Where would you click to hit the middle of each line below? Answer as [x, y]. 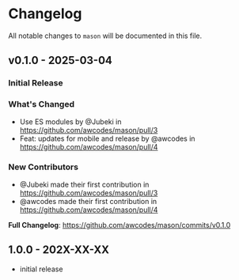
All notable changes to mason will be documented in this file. [105, 36]
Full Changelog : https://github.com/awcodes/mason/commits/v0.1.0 [119, 225]
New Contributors [44, 167]
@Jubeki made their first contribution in [84, 184]
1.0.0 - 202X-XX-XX [59, 250]
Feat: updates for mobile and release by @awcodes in [107, 138]
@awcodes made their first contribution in [88, 201]
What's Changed [42, 104]
